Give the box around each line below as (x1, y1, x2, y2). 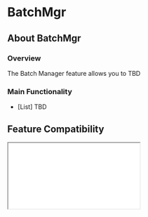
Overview (7, 53, 41, 63)
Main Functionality (7, 86, 72, 96)
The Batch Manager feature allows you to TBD (7, 69, 141, 77)
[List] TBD (17, 103, 47, 111)
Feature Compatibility (7, 123, 105, 135)
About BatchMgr (7, 32, 81, 44)
